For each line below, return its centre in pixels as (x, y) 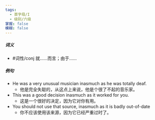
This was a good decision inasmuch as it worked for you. (71, 95)
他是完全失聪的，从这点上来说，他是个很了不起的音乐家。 (78, 90)
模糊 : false (17, 28)
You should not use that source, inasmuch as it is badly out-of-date (81, 107)
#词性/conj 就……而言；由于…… (44, 58)
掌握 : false (17, 24)
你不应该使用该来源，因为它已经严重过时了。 (66, 113)
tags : (11, 10)
